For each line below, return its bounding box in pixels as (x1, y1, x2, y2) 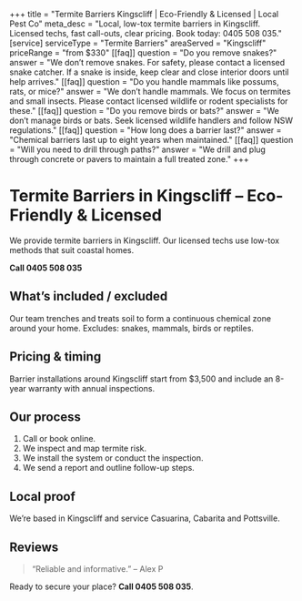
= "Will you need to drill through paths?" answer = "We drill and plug (9, 144, 267, 155)
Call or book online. (22, 433, 96, 444)
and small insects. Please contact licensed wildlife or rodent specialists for (9, 96, 288, 107)
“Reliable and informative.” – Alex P (31, 564, 164, 574)
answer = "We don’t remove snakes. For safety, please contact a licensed (9, 57, 286, 67)
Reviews (9, 539, 59, 555)
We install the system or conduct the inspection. (22, 453, 204, 463)
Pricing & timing (9, 349, 102, 364)
